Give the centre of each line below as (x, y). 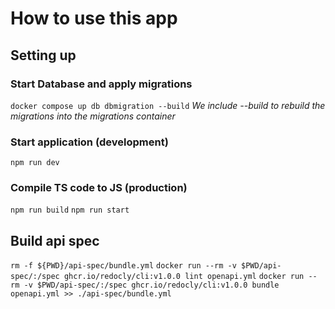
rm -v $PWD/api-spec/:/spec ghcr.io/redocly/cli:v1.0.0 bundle (145, 285)
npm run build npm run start (70, 210)
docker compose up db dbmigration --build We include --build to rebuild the (168, 105)
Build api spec (55, 240)
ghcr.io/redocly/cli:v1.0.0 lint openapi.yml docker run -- (190, 277)
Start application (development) (89, 142)
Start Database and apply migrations (101, 84)
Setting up (43, 55)
